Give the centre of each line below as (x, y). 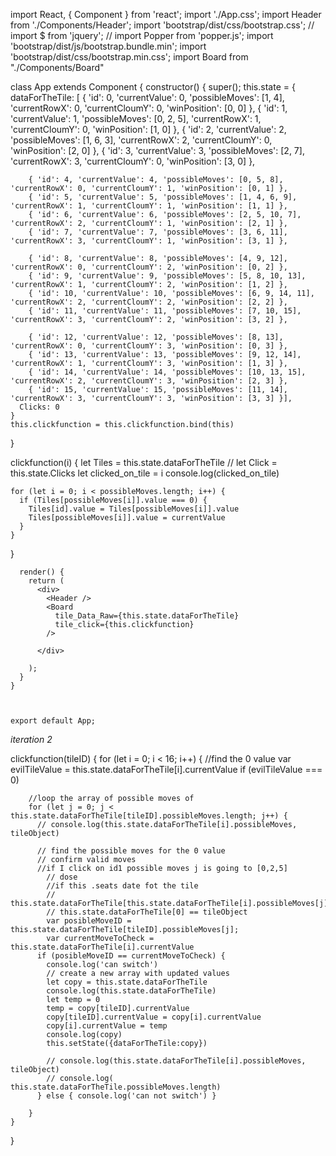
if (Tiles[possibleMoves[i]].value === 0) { (113, 500)
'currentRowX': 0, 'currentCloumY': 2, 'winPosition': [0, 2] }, (149, 267)
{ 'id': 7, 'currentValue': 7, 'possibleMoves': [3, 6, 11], (158, 232)
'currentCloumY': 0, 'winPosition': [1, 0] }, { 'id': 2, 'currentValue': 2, (148, 129)
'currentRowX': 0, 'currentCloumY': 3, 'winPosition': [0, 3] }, (149, 346)
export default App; (53, 721)
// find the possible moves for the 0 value (131, 851)
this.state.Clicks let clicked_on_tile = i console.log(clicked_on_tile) (145, 473)
